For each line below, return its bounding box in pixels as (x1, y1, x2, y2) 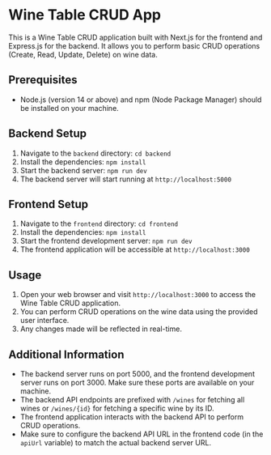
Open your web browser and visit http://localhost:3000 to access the (19, 290, 256, 300)
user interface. (19, 316, 70, 325)
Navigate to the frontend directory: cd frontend (19, 219, 179, 228)
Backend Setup (8, 127, 87, 141)
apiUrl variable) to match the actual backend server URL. (19, 438, 212, 447)
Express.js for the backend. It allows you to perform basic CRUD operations (8, 40, 260, 50)
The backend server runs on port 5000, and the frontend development (19, 369, 255, 378)
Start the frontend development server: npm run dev (19, 236, 193, 246)
